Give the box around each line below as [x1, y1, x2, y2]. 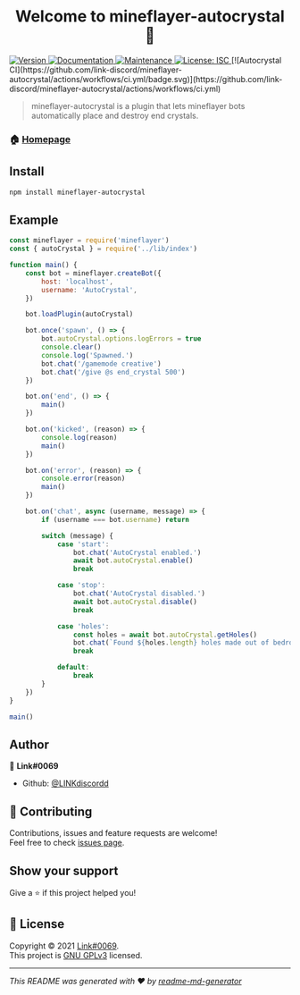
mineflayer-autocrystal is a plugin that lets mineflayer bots [30, 100, 246, 111]
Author [9, 737, 49, 752]
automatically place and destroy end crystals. [30, 110, 199, 121]
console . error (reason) [41, 474, 126, 484]
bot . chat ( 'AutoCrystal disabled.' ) [72, 589, 205, 598]
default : [56, 663, 90, 672]
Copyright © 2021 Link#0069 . [9, 940, 120, 951]
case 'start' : [56, 539, 110, 549]
